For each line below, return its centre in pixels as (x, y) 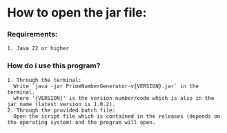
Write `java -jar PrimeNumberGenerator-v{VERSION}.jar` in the (106, 86)
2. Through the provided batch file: (61, 110)
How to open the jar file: (77, 13)
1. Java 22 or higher (38, 49)
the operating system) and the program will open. (81, 122)
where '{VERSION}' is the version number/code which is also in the (114, 98)
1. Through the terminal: (44, 80)
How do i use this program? (54, 65)
